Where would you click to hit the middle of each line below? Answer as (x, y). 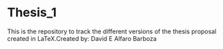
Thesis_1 (32, 13)
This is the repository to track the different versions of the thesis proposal (112, 31)
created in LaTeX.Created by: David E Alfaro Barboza (82, 38)
